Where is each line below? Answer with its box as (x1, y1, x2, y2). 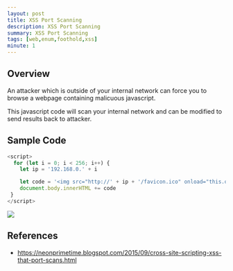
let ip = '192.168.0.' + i (19, 166, 98, 173)
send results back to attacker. (7, 114, 92, 123)
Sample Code (7, 134, 67, 146)
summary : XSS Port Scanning (7, 29, 89, 37)
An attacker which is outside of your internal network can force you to (7, 86, 207, 94)
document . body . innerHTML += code (19, 185, 116, 192)
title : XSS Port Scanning (7, 17, 82, 24)
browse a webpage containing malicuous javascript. (7, 94, 156, 102)
